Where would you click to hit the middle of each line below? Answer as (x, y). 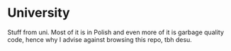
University (39, 13)
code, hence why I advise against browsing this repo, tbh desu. (100, 39)
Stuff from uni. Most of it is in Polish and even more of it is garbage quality (116, 32)
